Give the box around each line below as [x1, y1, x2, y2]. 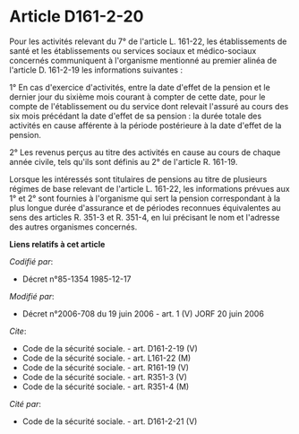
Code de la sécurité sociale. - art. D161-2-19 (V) [21, 343, 199, 353]
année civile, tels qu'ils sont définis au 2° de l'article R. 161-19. [9, 156, 238, 167]
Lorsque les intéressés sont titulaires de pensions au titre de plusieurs [9, 173, 268, 185]
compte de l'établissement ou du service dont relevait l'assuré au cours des [9, 100, 289, 111]
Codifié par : [9, 256, 54, 266]
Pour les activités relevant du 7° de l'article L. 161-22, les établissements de [9, 36, 287, 47]
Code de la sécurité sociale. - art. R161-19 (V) [21, 361, 190, 373]
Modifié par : [9, 291, 56, 301]
